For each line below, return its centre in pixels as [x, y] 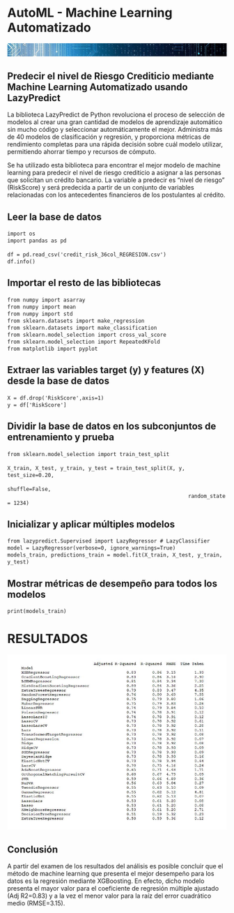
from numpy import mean [42, 307]
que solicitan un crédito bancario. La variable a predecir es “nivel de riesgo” [116, 180]
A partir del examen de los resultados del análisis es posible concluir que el [115, 866]
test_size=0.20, [31, 475]
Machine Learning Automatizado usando [97, 87]
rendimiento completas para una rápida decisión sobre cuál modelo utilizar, [115, 144]
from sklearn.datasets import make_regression [76, 321]
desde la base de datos [58, 381]
